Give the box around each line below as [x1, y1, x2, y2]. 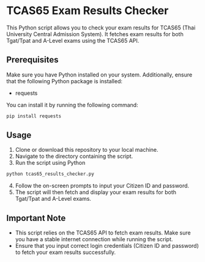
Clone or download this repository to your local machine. [15, 146, 158, 154]
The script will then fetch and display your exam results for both [15, 189, 176, 196]
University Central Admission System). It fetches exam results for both [6, 30, 184, 37]
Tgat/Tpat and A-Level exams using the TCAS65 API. [6, 37, 140, 44]
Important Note [6, 212, 66, 223]
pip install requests [6, 113, 62, 119]
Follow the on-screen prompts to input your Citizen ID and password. [15, 182, 190, 190]
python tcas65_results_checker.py [6, 171, 95, 178]
